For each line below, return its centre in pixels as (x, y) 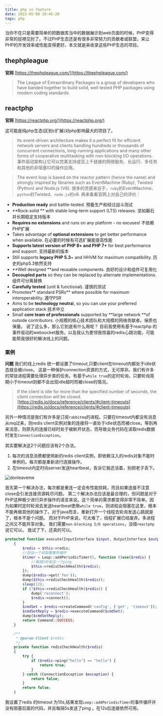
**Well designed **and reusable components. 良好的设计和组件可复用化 (84, 269)
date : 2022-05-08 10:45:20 (32, 14)
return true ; (53, 665)
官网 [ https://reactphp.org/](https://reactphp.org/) (55, 120)
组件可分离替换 (27, 281)
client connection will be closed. (49, 397)
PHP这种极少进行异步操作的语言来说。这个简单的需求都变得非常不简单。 (77, 500)
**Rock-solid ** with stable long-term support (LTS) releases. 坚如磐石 (83, 211)
